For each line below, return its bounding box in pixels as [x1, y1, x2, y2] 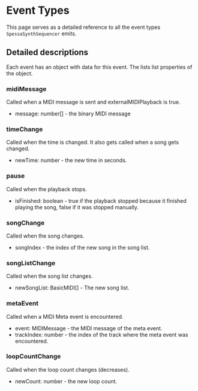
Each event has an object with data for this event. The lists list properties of [6, 63, 193, 70]
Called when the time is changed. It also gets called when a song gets [6, 139, 179, 146]
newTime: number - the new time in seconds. [14, 157, 127, 164]
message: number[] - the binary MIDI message [14, 110, 131, 117]
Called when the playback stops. [6, 185, 87, 192]
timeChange [6, 125, 43, 133]
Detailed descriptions [6, 48, 89, 58]
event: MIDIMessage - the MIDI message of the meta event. [14, 324, 163, 331]
